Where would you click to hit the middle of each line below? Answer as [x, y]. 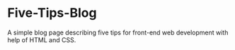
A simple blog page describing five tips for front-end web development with [118, 32]
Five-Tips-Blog [52, 13]
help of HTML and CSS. [42, 39]
